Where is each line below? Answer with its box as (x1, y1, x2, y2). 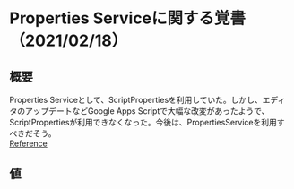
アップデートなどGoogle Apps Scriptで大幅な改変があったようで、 (24, 106, 270, 116)
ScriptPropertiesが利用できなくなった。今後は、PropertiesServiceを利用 (9, 117, 278, 127)
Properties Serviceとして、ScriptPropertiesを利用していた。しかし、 (9, 95, 263, 105)
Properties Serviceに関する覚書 (9, 8, 246, 29)
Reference (9, 138, 48, 149)
